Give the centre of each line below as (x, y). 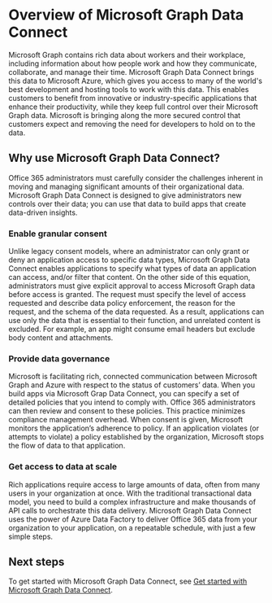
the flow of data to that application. (67, 446)
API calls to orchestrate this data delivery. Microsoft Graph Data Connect (130, 510)
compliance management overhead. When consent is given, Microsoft (126, 420)
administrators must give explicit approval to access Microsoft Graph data (132, 286)
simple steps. (31, 536)
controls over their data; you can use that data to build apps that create (127, 203)
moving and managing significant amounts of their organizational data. (127, 186)
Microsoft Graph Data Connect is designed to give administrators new (125, 195)
